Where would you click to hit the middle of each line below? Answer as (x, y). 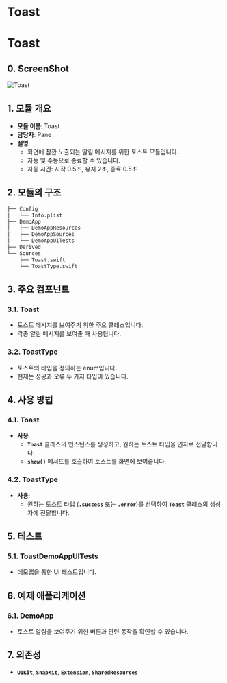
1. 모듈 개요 (29, 108)
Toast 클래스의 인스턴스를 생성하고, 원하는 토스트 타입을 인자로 (110, 444)
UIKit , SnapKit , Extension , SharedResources (77, 672)
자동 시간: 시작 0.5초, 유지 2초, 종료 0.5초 (82, 169)
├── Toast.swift (43, 260)
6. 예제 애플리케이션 (46, 596)
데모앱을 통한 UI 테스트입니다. (57, 572)
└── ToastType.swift (49, 266)
